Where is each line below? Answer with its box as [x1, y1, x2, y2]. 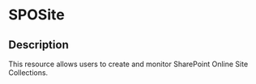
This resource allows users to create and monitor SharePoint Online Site [8, 59, 249, 69]
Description [8, 38, 69, 52]
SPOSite [8, 6, 65, 24]
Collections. [8, 68, 49, 78]
